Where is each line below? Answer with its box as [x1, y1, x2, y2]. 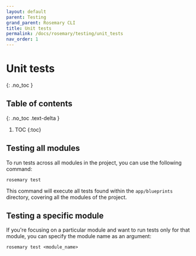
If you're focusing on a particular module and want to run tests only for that [6, 226, 190, 233]
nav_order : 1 [6, 36, 39, 42]
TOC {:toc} [14, 126, 42, 133]
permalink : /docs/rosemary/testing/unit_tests [6, 31, 124, 37]
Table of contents [6, 99, 72, 109]
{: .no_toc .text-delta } [6, 114, 60, 122]
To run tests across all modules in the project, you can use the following [6, 159, 182, 166]
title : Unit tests [6, 25, 52, 31]
